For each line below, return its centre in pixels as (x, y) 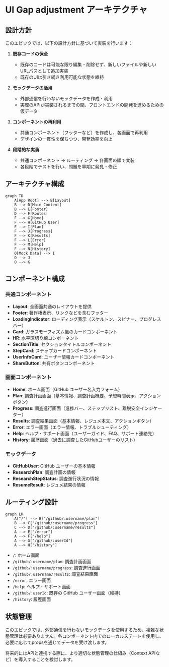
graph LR (14, 514)
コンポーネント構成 (35, 279)
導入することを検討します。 (47, 659)
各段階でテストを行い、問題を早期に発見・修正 (68, 167)
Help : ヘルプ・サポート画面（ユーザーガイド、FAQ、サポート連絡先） (84, 433)
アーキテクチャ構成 (35, 184)
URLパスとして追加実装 (44, 71)
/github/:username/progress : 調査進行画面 (56, 568)
